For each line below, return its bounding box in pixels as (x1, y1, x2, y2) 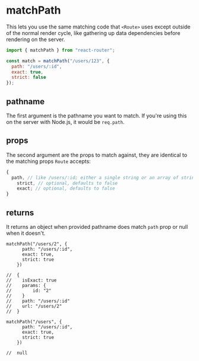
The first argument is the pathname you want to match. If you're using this (6, 112, 187, 119)
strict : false (11, 75, 46, 81)
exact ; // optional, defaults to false (17, 186, 115, 191)
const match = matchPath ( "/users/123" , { (6, 57, 110, 64)
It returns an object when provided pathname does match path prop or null (6, 223, 188, 230)
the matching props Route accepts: (6, 158, 91, 165)
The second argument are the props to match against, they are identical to (6, 151, 188, 158)
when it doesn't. (6, 229, 46, 237)
